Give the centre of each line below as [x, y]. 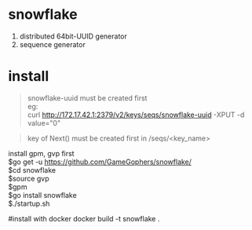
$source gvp [29, 178]
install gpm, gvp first [41, 153]
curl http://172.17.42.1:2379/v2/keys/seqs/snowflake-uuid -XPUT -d [136, 115]
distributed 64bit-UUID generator [73, 36]
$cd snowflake [32, 170]
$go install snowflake [42, 195]
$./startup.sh [29, 203]
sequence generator [53, 44]
